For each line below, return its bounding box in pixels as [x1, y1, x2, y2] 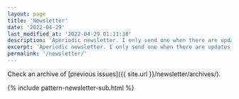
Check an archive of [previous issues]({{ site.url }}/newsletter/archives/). [7, 69, 221, 78]
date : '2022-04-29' [7, 24, 65, 31]
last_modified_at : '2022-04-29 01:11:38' [7, 30, 132, 38]
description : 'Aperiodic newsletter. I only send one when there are [7, 37, 218, 44]
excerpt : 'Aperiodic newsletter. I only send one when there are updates [7, 43, 231, 51]
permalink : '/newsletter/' [7, 51, 87, 58]
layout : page [7, 10, 46, 18]
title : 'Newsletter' [7, 17, 69, 24]
